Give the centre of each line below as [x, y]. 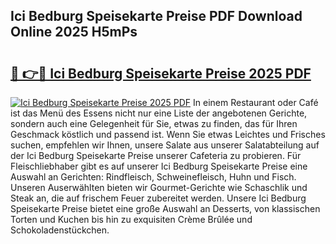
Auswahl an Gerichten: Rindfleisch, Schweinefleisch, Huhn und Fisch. [153, 177]
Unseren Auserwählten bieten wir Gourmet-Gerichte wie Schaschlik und [159, 187]
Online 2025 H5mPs [74, 32]
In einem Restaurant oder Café [256, 102]
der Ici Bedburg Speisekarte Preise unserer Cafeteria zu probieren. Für [156, 155]
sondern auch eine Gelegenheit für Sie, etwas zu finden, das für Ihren [154, 123]
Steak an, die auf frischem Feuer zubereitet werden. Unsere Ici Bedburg [158, 198]
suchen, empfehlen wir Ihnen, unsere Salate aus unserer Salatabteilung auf [165, 145]
